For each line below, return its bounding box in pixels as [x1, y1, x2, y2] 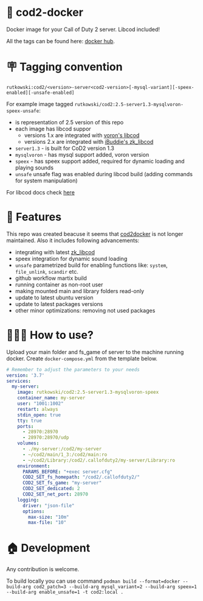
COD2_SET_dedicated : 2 [22, 486, 80, 492]
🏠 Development [6, 541, 91, 555]
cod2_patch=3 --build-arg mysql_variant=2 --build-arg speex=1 [33, 584, 198, 590]
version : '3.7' [6, 372, 45, 379]
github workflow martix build [15, 274, 87, 282]
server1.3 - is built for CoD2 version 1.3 [15, 144, 114, 152]
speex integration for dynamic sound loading [15, 255, 128, 262]
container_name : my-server [17, 395, 86, 401]
